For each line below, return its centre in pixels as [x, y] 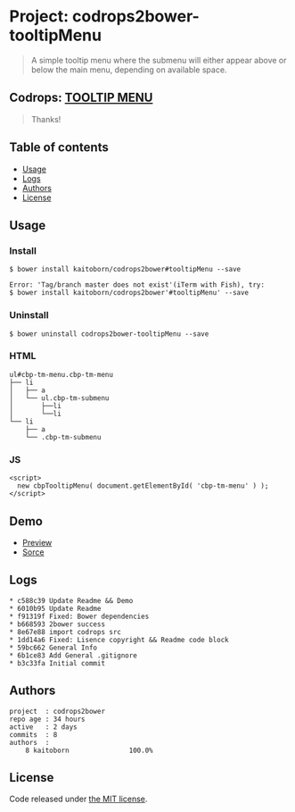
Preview [37, 542]
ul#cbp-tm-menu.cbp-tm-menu [61, 374]
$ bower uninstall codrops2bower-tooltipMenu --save [109, 334]
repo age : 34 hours [48, 719]
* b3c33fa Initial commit [57, 663]
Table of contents [59, 148]
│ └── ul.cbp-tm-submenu [59, 398]
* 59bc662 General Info [53, 648]
